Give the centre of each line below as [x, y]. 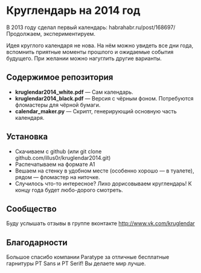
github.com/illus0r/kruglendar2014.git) [63, 157]
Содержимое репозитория [60, 77]
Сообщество [32, 209]
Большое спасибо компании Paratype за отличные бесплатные [88, 257]
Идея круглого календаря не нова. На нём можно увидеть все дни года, [100, 45]
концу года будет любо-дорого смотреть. [69, 190]
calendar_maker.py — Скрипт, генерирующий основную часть [96, 111]
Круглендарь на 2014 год [73, 11]
